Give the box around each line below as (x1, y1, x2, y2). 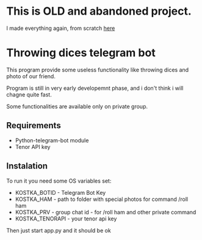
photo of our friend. (6, 72, 56, 80)
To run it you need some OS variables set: (6, 177, 112, 184)
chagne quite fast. (6, 90, 52, 98)
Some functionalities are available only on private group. (6, 103, 148, 110)
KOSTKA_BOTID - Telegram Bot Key (15, 189, 106, 196)
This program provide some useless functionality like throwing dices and (6, 66, 189, 73)
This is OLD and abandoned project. (6, 4, 192, 18)
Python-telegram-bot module (15, 136, 89, 144)
